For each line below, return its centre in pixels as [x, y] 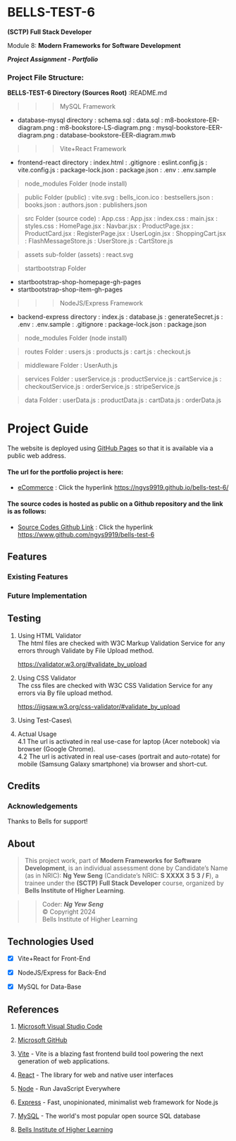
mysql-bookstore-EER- [190, 128]
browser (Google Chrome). [56, 749]
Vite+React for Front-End [54, 958]
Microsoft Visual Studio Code [60, 1026]
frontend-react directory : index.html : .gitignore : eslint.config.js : [112, 162]
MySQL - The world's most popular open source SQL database [109, 1116]
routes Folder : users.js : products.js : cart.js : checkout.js [108, 352]
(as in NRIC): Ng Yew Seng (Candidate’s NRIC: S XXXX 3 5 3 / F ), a [122, 876]
